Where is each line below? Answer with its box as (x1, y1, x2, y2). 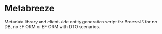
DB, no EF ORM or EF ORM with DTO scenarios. (4, 23, 101, 29)
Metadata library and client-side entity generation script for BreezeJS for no (4, 19, 157, 24)
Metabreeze (4, 3, 55, 14)
